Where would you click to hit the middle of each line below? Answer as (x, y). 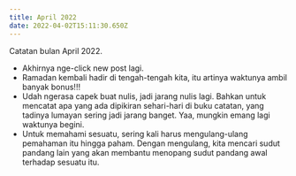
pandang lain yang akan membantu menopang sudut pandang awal (144, 152)
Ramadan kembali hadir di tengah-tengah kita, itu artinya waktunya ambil (154, 77)
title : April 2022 (43, 17)
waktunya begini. (53, 124)
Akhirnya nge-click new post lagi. (83, 68)
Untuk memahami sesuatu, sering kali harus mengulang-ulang (135, 134)
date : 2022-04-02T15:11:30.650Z (68, 26)
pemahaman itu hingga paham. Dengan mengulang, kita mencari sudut (151, 143)
